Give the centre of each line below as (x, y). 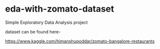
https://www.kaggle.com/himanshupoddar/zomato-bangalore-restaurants (80, 41)
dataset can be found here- (33, 32)
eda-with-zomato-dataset (60, 9)
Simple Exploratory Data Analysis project (47, 22)
